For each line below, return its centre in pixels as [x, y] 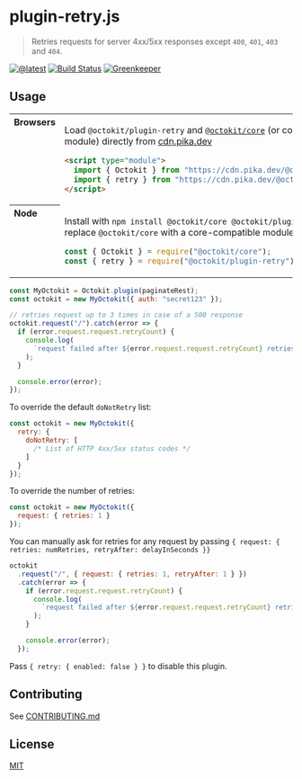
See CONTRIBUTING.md [55, 716]
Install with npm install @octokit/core [146, 220]
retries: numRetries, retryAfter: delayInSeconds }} [110, 551]
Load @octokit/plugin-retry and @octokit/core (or [172, 130]
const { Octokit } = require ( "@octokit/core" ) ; [168, 251]
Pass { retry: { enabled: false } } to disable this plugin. [118, 666]
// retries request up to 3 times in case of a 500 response [126, 315]
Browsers [35, 121]
